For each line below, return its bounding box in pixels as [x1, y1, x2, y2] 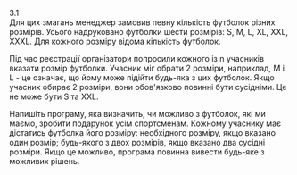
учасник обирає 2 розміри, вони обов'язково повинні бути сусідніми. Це [9, 82, 287, 92]
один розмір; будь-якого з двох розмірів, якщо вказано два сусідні [9, 137, 266, 147]
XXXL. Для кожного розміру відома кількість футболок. [9, 36, 221, 46]
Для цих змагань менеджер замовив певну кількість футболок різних [9, 17, 276, 28]
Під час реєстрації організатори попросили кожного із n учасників [9, 54, 265, 63]
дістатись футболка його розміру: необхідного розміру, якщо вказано [9, 128, 276, 137]
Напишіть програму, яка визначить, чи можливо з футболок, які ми [9, 109, 266, 119]
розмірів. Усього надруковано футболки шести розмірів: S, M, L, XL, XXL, [9, 27, 288, 37]
